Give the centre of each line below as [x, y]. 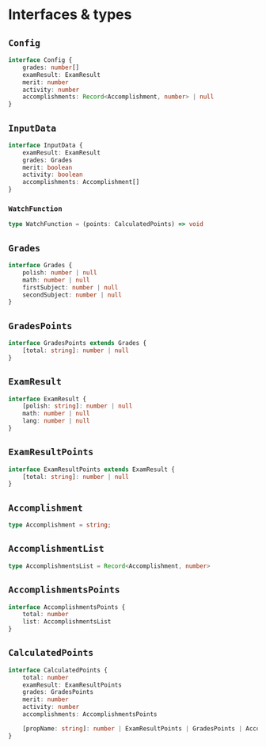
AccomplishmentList [56, 549]
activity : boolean [53, 175]
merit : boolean [47, 167]
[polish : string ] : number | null [78, 406]
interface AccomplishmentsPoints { [67, 607]
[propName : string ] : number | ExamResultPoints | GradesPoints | [133, 728]
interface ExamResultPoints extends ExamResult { [92, 469]
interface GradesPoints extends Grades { [78, 343]
